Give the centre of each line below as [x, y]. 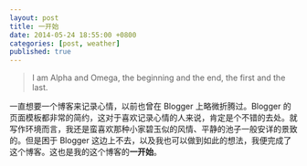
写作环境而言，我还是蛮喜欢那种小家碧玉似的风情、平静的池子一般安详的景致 [153, 130]
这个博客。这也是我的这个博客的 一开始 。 [85, 152]
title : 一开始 [34, 26]
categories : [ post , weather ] [65, 43]
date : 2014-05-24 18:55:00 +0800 [73, 35]
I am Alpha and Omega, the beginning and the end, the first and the [159, 78]
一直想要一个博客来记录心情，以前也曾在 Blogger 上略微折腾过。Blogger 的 [150, 107]
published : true [40, 52]
